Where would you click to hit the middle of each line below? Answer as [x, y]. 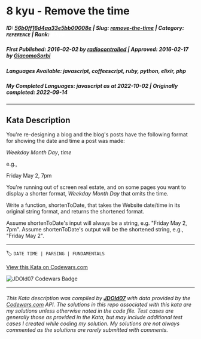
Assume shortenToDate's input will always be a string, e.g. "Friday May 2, [97, 223]
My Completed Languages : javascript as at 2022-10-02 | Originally [92, 85]
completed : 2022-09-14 [37, 92]
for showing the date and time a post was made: [66, 141]
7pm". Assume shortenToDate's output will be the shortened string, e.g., [95, 230]
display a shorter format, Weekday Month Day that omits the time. [87, 194]
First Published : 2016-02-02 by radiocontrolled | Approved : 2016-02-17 [98, 50]
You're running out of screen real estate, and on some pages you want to [96, 187]
